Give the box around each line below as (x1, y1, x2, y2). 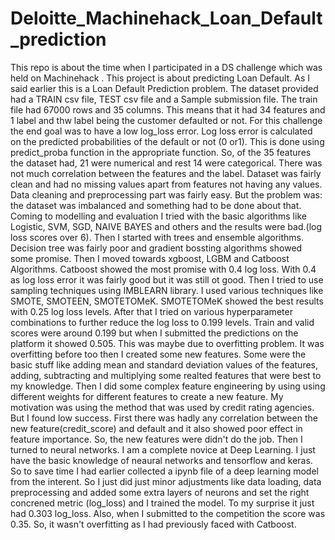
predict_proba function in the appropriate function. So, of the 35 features (10, 146, 312, 158)
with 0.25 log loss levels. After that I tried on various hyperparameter (10, 305, 293, 317)
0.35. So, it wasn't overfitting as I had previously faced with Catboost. (10, 518, 297, 530)
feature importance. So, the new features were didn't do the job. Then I (10, 433, 303, 445)
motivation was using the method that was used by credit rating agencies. (10, 401, 315, 413)
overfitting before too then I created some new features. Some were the (10, 348, 307, 360)
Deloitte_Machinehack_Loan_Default (10, 7, 323, 30)
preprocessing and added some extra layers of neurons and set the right (10, 486, 310, 498)
